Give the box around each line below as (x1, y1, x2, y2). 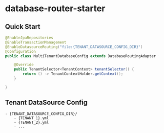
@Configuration (5, 49, 36, 54)
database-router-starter (5, 3, 105, 14)
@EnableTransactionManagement (5, 40, 67, 44)
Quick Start (5, 22, 41, 31)
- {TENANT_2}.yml (14, 120, 49, 125)
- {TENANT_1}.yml (14, 115, 49, 120)
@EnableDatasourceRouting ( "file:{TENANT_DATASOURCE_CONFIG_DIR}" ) (5, 44, 143, 49)
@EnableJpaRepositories (5, 35, 54, 40)
